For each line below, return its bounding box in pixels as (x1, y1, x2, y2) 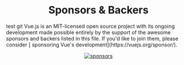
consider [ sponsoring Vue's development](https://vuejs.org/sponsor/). (6, 41, 178, 48)
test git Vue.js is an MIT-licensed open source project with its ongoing (6, 23, 175, 30)
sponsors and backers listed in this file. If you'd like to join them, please (6, 35, 179, 42)
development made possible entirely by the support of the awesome (6, 28, 171, 35)
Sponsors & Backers (48, 3, 149, 17)
